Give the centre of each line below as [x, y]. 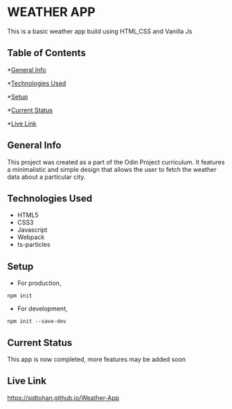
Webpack [31, 237]
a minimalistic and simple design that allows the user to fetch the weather [112, 169]
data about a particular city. [46, 177]
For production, [39, 283]
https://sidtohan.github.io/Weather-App [63, 398]
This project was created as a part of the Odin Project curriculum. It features [116, 162]
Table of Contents [47, 53]
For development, [42, 308]
